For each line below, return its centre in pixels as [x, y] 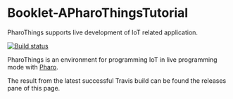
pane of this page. [34, 88]
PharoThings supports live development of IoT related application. [103, 32]
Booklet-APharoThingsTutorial [98, 13]
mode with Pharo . [33, 67]
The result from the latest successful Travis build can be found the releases [117, 80]
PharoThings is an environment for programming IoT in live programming [112, 59]
